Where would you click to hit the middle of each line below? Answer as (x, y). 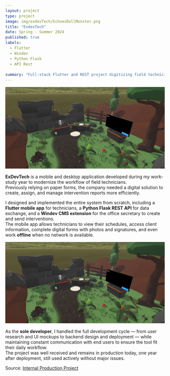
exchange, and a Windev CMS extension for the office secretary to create (83, 213)
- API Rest (21, 64)
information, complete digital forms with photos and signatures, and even (81, 229)
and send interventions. (30, 219)
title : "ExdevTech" (26, 27)
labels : (13, 43)
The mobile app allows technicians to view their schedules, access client (81, 224)
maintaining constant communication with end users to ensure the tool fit (81, 342)
